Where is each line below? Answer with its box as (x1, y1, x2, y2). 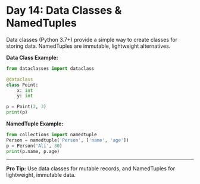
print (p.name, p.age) (6, 148, 60, 154)
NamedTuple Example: (6, 120, 64, 127)
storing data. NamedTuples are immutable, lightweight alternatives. (6, 42, 171, 50)
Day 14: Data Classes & (6, 4, 122, 17)
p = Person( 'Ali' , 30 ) (6, 143, 62, 149)
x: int (17, 87, 33, 93)
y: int (17, 93, 33, 99)
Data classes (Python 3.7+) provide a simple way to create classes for (6, 36, 177, 43)
